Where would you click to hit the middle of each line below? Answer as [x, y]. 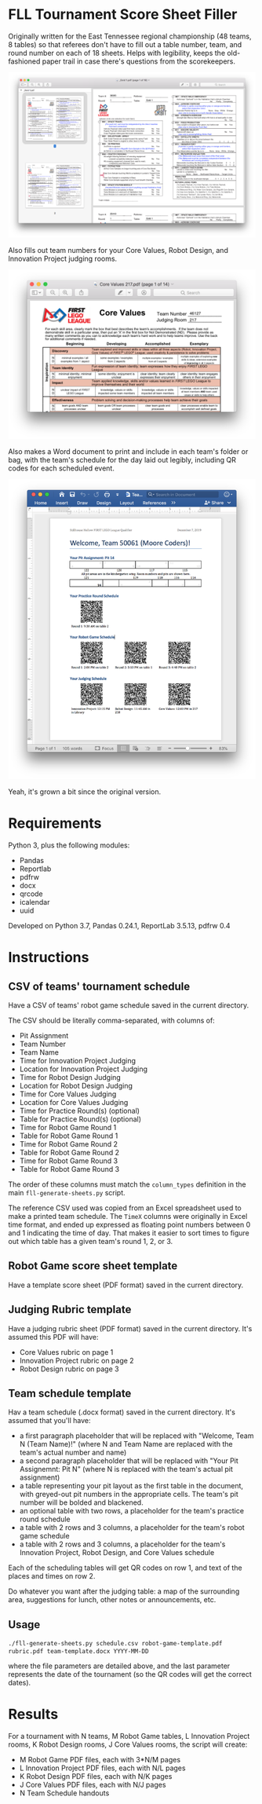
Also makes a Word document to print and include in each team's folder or [128, 451]
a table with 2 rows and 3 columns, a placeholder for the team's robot [132, 1528]
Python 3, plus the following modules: [69, 845]
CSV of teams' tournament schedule [99, 986]
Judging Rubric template [70, 1310]
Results [33, 1714]
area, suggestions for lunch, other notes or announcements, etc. [112, 1600]
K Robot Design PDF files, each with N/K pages [96, 1777]
